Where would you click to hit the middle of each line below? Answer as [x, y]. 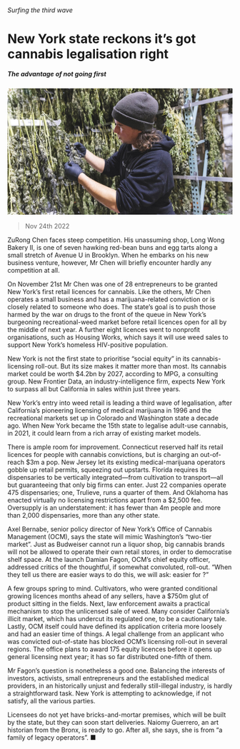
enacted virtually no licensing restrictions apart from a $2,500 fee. [105, 501]
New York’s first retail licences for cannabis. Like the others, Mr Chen [109, 292]
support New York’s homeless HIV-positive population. [88, 345]
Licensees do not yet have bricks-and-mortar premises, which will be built [117, 715]
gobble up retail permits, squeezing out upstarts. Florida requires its [107, 470]
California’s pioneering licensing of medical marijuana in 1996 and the [110, 411]
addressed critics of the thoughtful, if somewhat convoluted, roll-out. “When [120, 567]
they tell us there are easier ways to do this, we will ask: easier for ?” [108, 575]
